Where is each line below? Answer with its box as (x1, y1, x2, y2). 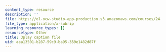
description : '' (5, 12, 39, 17)
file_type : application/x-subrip (5, 21, 74, 26)
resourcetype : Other (5, 30, 48, 35)
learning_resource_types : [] (5, 26, 65, 31)
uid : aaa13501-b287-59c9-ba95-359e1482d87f (5, 40, 96, 45)
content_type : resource (5, 7, 54, 12)
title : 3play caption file (5, 35, 61, 40)
